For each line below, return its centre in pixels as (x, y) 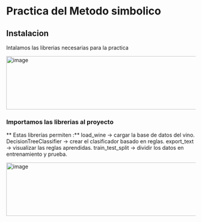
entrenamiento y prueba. (37, 154)
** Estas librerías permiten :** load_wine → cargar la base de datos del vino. (101, 135)
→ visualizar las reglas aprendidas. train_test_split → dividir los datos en (95, 148)
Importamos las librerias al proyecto (60, 122)
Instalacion (28, 33)
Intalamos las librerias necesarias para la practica (68, 48)
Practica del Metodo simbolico (84, 11)
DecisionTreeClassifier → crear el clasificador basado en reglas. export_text (100, 141)
